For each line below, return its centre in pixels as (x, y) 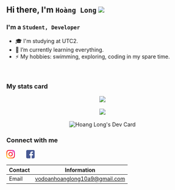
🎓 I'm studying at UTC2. (46, 41)
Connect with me (32, 140)
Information (80, 170)
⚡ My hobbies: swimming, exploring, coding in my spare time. (92, 56)
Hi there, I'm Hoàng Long (52, 10)
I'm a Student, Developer (43, 27)
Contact (20, 170)
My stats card (27, 86)
